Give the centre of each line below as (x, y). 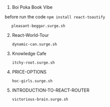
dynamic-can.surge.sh (34, 44)
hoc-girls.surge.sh (32, 81)
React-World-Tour (30, 35)
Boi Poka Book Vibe (32, 7)
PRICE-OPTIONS (29, 72)
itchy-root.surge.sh (33, 63)
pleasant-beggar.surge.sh (38, 26)
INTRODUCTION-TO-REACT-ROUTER (50, 90)
